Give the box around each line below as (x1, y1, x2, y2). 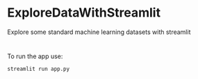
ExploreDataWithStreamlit (7, 5, 161, 21)
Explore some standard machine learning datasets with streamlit (7, 28, 191, 36)
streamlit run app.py (7, 66, 70, 73)
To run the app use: (7, 52, 63, 60)
